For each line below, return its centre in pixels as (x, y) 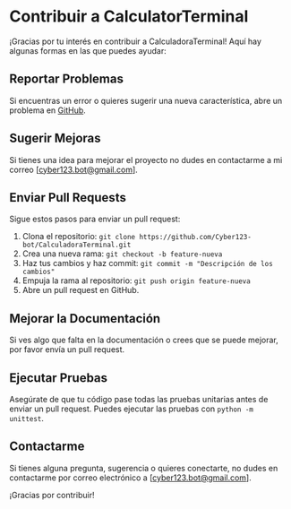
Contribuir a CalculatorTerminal (129, 17)
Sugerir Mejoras (55, 138)
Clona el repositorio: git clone (79, 237)
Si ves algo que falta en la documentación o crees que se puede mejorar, (144, 340)
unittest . (27, 418)
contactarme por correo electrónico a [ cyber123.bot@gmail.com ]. (131, 478)
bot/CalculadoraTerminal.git (77, 245)
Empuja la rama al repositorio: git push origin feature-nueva (136, 280)
